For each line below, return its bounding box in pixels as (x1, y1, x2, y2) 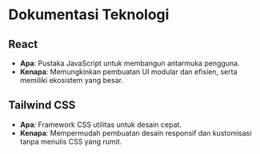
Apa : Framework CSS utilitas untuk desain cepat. (19, 120, 182, 129)
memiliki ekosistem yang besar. (19, 76, 124, 85)
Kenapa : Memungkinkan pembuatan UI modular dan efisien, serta (19, 67, 238, 77)
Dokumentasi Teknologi (8, 6, 170, 24)
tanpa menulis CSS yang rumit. (19, 136, 122, 146)
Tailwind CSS (8, 98, 76, 113)
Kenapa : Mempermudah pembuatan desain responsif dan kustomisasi (19, 128, 252, 137)
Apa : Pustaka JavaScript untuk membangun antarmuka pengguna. (19, 58, 240, 68)
